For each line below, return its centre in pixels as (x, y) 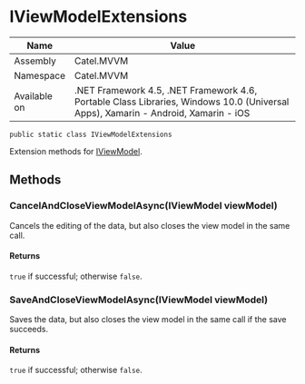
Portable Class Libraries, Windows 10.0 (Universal (182, 102)
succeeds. (29, 330)
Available (33, 95)
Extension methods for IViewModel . (76, 151)
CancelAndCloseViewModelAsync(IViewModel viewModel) (144, 206)
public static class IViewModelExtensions (91, 134)
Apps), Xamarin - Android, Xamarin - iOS (162, 113)
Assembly (35, 61)
